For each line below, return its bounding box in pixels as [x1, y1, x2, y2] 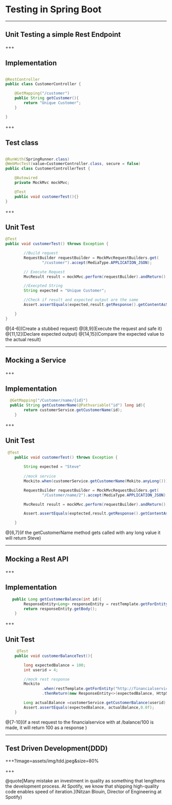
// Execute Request [24, 269, 66, 275]
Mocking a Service [5, 356, 67, 365]
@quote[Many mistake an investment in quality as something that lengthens [5, 777, 165, 783]
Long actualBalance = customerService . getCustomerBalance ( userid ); [24, 700, 168, 706]
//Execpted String [24, 283, 63, 288]
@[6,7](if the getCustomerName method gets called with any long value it [5, 529, 161, 536]
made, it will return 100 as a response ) [5, 724, 87, 731]
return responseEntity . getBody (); [24, 606, 97, 611]
